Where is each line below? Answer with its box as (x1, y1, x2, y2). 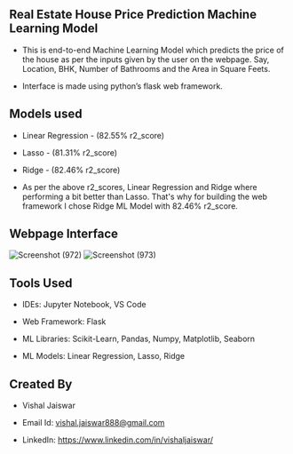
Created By (9, 377, 73, 392)
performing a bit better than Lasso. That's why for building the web (21, 191, 268, 202)
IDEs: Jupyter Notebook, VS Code (21, 299, 146, 310)
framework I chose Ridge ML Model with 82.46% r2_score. (21, 200, 238, 211)
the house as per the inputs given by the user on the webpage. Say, (21, 53, 270, 65)
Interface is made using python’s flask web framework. (21, 80, 224, 92)
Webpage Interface (9, 227, 118, 242)
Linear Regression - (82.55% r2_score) (21, 130, 165, 140)
